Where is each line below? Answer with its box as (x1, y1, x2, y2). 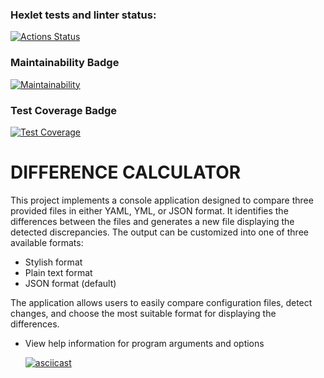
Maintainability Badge (10, 56, 120, 70)
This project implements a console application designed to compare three (10, 194, 314, 206)
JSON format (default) (24, 277, 117, 289)
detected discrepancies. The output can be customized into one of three (10, 226, 309, 238)
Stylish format (24, 256, 83, 268)
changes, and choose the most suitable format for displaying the (10, 307, 277, 319)
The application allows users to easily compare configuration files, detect (10, 296, 313, 308)
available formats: (10, 236, 84, 248)
